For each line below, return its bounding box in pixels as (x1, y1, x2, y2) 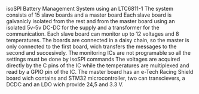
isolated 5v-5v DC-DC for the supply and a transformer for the (6, 24, 160, 31)
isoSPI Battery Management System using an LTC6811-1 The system (6, 5, 174, 12)
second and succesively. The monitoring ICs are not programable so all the (6, 49, 191, 56)
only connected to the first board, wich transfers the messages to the (6, 43, 177, 50)
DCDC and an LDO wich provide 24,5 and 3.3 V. (6, 81, 124, 88)
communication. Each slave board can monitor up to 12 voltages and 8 (6, 30, 179, 37)
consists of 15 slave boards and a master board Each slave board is (6, 11, 172, 18)
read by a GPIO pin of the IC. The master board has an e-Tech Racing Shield (6, 68, 194, 75)
